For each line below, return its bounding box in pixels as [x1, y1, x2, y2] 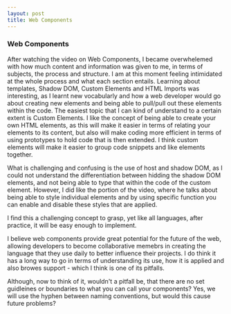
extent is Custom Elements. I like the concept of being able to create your [7, 113, 216, 121]
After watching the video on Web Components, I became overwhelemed [7, 55, 213, 63]
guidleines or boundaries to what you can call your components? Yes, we [7, 284, 216, 293]
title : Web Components [7, 17, 73, 23]
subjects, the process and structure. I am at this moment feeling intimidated [7, 70, 223, 78]
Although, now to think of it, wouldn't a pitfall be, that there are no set [7, 277, 205, 285]
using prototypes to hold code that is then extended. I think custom [7, 135, 198, 144]
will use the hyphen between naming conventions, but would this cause [7, 291, 211, 300]
